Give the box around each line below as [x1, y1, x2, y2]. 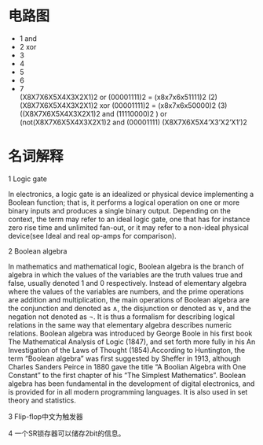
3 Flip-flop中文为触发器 [8, 411, 84, 421]
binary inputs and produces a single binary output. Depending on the [8, 206, 232, 215]
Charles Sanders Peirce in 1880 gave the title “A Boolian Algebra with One [8, 362, 247, 371]
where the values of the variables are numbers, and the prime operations [8, 287, 244, 296]
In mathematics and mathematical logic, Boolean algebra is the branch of [8, 261, 245, 271]
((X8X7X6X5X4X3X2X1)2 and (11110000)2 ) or [19, 109, 167, 118]
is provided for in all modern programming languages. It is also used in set [8, 387, 248, 396]
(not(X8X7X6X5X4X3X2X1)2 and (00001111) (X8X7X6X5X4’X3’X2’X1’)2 [19, 117, 247, 127]
